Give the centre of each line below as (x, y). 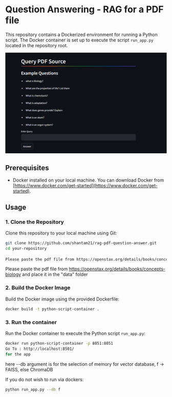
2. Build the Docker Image (38, 288)
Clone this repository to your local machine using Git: (61, 233)
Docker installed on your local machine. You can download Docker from (88, 180)
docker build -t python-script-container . (52, 309)
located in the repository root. (37, 45)
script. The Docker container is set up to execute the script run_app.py (79, 40)
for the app (18, 354)
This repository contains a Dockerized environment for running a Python (81, 34)
